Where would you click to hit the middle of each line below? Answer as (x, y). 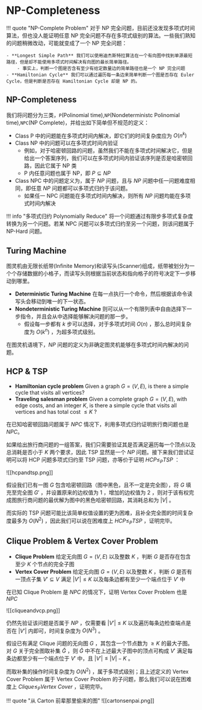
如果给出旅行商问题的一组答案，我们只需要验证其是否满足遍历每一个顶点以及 (101, 445)
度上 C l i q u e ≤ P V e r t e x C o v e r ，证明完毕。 (56, 687)
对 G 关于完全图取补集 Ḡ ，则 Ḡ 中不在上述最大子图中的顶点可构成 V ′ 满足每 (99, 651)
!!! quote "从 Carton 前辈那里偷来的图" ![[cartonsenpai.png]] (80, 700)
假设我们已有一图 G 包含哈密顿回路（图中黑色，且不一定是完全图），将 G (95, 485)
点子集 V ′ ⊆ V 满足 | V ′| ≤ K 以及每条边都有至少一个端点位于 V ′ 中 (105, 579)
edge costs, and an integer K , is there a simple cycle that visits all (96, 405)
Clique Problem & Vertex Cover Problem (82, 541)
